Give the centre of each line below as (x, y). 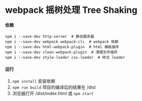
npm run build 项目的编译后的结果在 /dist (54, 87)
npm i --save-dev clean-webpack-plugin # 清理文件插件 (61, 52)
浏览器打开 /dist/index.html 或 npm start (53, 93)
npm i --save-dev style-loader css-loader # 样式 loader (65, 58)
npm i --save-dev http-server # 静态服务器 (50, 37)
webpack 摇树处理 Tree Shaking (71, 10)
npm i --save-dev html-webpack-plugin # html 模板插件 (62, 47)
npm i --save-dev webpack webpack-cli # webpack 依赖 (62, 42)
